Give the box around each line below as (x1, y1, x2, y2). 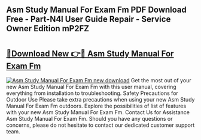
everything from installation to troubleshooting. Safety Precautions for (6, 90, 178, 97)
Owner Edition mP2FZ (6, 23, 90, 34)
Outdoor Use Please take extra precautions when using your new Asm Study (6, 96, 195, 103)
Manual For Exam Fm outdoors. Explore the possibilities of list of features (6, 102, 187, 109)
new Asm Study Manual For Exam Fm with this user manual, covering (6, 84, 176, 90)
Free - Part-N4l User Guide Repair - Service (6, 14, 171, 25)
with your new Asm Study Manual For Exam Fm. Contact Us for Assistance (6, 109, 190, 116)
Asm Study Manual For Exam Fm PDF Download (6, 5, 187, 15)
